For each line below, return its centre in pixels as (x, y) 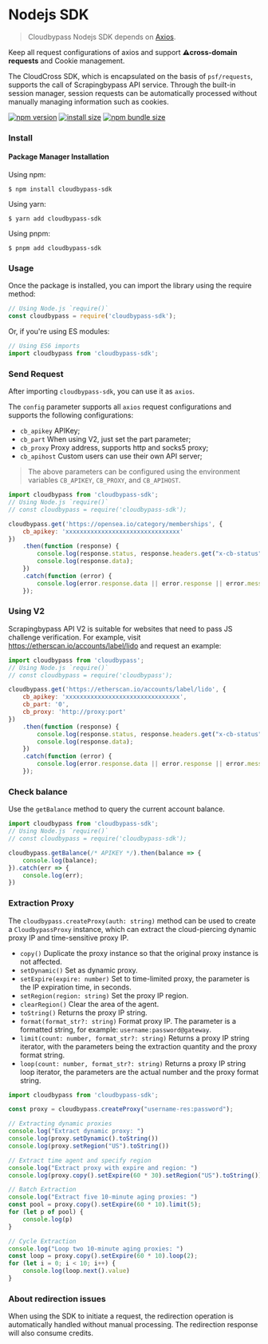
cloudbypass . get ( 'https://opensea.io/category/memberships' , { (116, 524)
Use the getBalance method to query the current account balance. (116, 809)
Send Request (36, 374)
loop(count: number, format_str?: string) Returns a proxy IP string (133, 1063)
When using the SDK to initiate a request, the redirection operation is (121, 1316)
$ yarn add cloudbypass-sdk (55, 219)
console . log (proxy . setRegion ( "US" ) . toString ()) (89, 1146)
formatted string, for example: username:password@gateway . (115, 1029)
